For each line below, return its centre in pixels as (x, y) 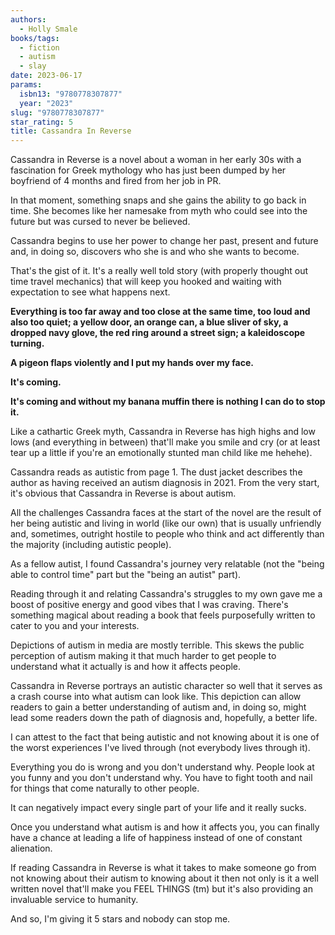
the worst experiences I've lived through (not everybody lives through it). (160, 748)
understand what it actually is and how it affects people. (126, 667)
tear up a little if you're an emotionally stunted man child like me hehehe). (161, 453)
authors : (28, 19)
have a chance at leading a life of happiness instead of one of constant (156, 838)
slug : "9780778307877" (57, 112)
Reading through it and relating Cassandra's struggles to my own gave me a (166, 594)
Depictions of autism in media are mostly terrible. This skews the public (157, 645)
